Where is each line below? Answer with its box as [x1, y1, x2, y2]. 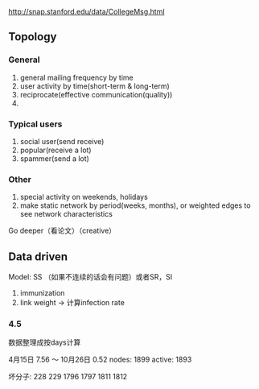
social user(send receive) [19, 136, 105, 146]
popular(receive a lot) [19, 145, 92, 155]
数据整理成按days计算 [8, 337, 81, 347]
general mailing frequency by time [19, 72, 134, 82]
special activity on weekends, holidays [19, 192, 149, 202]
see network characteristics [19, 209, 113, 219]
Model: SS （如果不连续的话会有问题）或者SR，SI [8, 272, 173, 282]
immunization [19, 288, 65, 298]
